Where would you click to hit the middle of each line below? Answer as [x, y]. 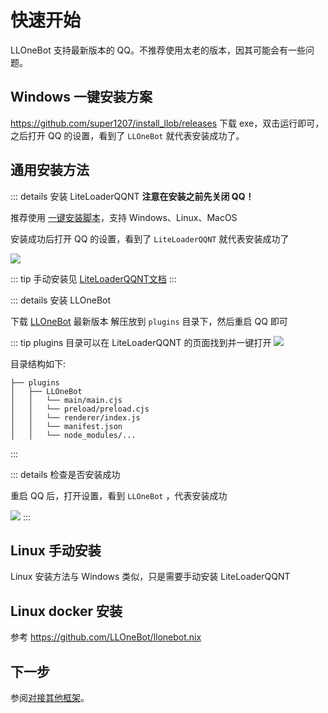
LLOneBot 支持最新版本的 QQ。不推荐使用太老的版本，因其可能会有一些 [158, 50]
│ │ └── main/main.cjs [66, 400]
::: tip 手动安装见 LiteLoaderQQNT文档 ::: [93, 278]
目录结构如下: [38, 363]
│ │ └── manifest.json [66, 426]
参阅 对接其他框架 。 [50, 697]
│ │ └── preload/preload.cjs [80, 409]
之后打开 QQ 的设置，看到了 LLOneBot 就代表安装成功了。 [127, 135]
